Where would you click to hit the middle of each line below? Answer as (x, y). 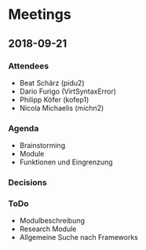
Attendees (29, 66)
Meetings (40, 15)
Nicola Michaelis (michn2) (62, 108)
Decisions (27, 182)
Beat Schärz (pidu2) (52, 83)
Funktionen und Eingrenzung (66, 162)
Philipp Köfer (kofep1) (54, 99)
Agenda (24, 128)
